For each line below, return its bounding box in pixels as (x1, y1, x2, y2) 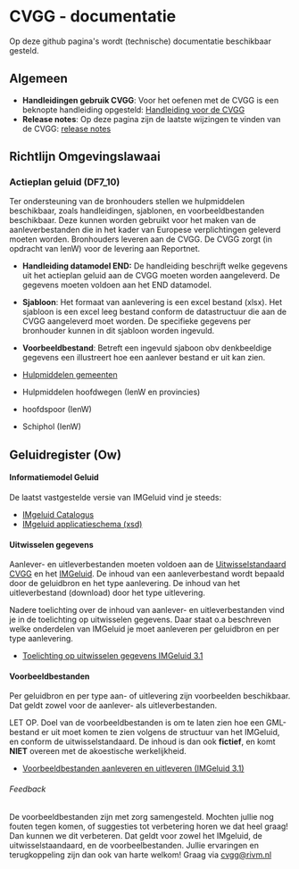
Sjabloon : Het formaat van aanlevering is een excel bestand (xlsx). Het (21, 297, 283, 308)
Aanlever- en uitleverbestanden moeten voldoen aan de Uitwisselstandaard (9, 559, 287, 570)
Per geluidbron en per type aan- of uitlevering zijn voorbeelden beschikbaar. (9, 691, 291, 701)
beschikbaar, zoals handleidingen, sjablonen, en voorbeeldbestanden (9, 205, 265, 216)
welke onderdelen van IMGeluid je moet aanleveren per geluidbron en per (9, 624, 279, 634)
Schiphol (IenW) (21, 421, 82, 432)
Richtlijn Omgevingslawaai (9, 149, 161, 164)
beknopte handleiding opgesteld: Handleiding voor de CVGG (21, 104, 245, 115)
